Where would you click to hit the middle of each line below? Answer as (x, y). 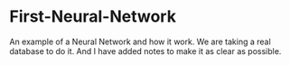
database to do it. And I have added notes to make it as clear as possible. (145, 51)
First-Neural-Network (93, 17)
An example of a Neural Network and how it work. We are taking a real (140, 42)
